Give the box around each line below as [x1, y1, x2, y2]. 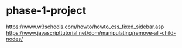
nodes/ [6, 35, 23, 42]
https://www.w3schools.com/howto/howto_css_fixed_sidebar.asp [6, 23, 164, 30]
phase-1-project [6, 4, 87, 17]
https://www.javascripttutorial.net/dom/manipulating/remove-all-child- [6, 29, 176, 36]
